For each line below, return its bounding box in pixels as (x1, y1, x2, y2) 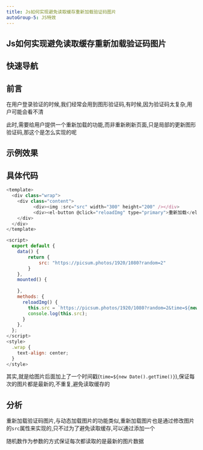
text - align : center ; (17, 349, 69, 356)
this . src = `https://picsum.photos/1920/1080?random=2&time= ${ (28, 305, 190, 311)
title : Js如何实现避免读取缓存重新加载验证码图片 (6, 8, 117, 15)
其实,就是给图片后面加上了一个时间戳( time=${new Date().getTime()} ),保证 (6, 373, 190, 380)
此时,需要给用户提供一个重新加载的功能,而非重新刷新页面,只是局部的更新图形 (6, 121, 196, 128)
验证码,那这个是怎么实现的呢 (6, 128, 77, 136)
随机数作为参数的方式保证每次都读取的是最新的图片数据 (6, 437, 144, 445)
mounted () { (17, 277, 47, 283)
